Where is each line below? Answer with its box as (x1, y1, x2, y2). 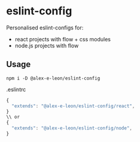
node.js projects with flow (14, 42, 79, 49)
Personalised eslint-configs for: (6, 24, 84, 31)
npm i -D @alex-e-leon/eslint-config (6, 75, 101, 81)
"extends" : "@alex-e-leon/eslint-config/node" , (11, 125, 133, 131)
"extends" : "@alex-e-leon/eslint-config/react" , (11, 103, 135, 109)
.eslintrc (6, 86, 26, 93)
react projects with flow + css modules (14, 35, 111, 43)
